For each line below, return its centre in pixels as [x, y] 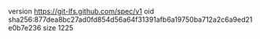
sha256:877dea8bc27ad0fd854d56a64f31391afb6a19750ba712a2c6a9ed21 [130, 19]
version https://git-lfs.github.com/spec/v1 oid [81, 11]
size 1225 [58, 28]
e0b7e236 [25, 28]
